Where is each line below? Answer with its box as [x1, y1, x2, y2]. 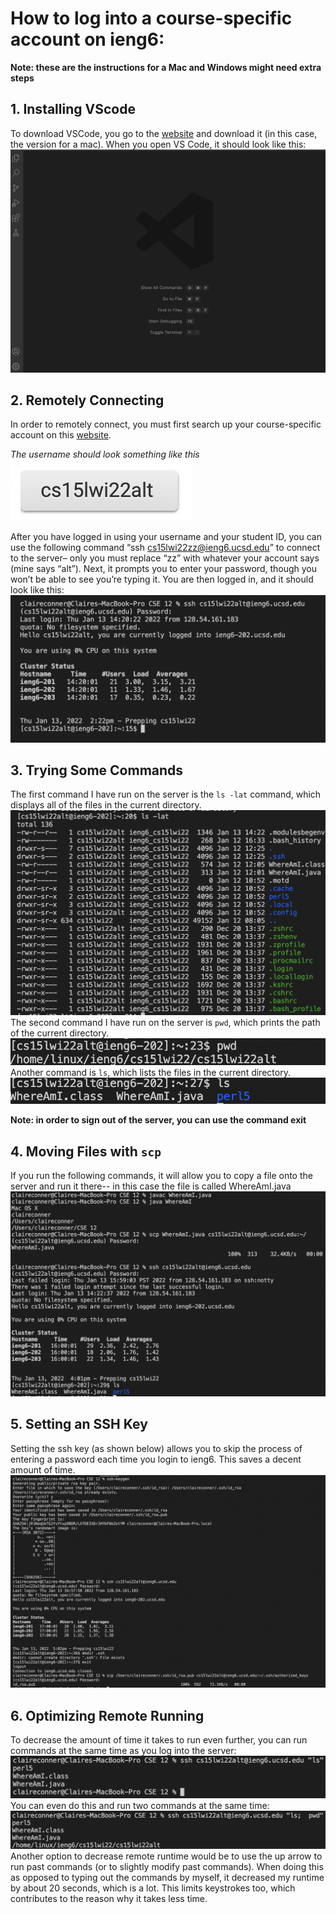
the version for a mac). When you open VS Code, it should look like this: [10, 138, 307, 150]
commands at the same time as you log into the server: [10, 1745, 237, 1757]
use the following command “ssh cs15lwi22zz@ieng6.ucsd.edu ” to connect [10, 542, 321, 554]
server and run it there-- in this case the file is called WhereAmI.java [10, 1180, 292, 1192]
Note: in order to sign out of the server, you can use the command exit [10, 1114, 307, 1126]
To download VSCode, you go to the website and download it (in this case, [10, 127, 318, 139]
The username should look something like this [10, 448, 200, 461]
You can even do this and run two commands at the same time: [10, 1800, 270, 1812]
